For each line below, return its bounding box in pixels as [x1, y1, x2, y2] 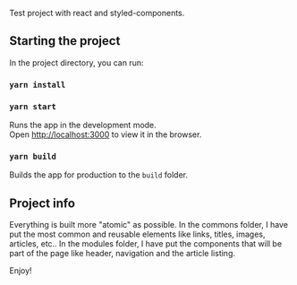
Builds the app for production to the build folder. [9, 169, 189, 180]
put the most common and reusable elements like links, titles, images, [9, 229, 266, 240]
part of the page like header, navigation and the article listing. [9, 248, 235, 259]
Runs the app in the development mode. [9, 120, 157, 131]
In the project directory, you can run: [9, 57, 144, 68]
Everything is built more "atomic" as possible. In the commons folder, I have [9, 220, 289, 230]
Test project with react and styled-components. [9, 8, 185, 18]
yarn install [9, 80, 66, 90]
